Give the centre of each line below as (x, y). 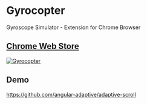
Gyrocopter (36, 11)
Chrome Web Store (43, 46)
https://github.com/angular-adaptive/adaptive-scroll (71, 94)
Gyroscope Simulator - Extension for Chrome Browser (73, 27)
